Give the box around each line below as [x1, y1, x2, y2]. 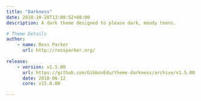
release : [6, 58, 28, 65]
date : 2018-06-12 [22, 75, 66, 81]
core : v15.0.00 [22, 81, 61, 87]
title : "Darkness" [6, 8, 52, 15]
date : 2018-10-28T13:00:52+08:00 [6, 14, 90, 20]
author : [6, 36, 26, 42]
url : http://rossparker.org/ [22, 47, 96, 54]
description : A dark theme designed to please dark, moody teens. [6, 20, 176, 26]
